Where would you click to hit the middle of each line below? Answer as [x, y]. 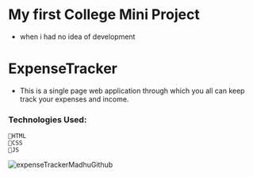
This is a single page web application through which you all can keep [132, 90]
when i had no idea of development [77, 37]
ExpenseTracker [63, 69]
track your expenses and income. [74, 99]
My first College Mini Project [104, 15]
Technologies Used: [48, 119]
